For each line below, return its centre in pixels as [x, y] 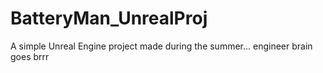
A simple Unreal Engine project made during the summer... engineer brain [161, 46]
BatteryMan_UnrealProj [109, 18]
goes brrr [30, 56]
